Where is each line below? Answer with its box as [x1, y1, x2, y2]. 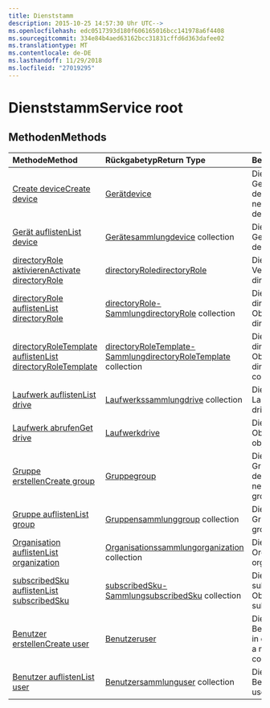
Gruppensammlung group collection [105, 514, 239, 525]
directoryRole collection [145, 307, 235, 318]
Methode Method [12, 154, 78, 166]
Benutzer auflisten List [12, 671, 95, 682]
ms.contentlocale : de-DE [8, 49, 92, 57]
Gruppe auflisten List [12, 508, 89, 519]
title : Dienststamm [8, 11, 74, 20]
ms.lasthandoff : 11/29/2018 [8, 57, 103, 65]
